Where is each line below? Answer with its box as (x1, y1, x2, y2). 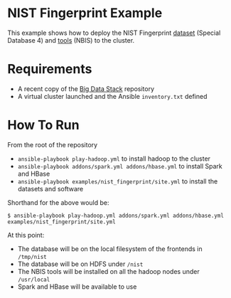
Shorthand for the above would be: (7, 198, 109, 207)
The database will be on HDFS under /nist (17, 260, 144, 268)
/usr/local (17, 276, 50, 283)
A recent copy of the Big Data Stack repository (17, 84, 155, 93)
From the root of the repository (7, 140, 98, 149)
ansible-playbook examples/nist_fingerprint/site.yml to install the (17, 176, 218, 186)
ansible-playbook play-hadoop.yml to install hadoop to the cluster (17, 154, 211, 163)
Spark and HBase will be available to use (17, 282, 137, 291)
